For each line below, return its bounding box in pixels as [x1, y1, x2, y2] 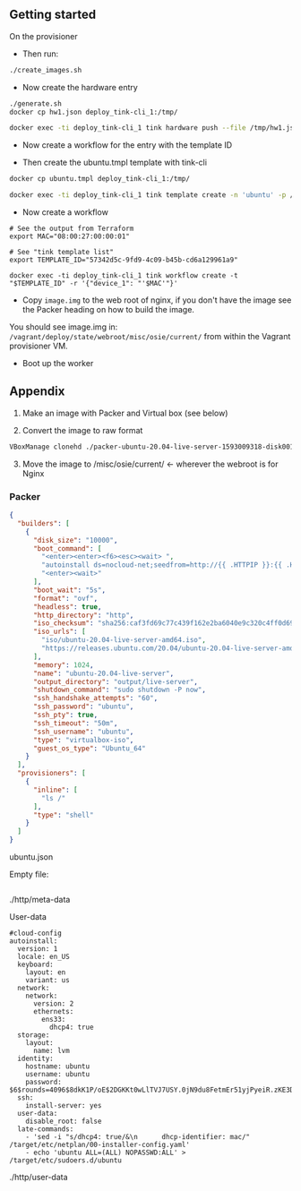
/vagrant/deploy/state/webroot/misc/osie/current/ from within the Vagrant [9, 331, 291, 342]
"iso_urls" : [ [32, 627, 87, 637]
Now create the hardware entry [21, 81, 139, 92]
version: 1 [17, 945, 58, 954]
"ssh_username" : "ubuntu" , [32, 727, 134, 736]
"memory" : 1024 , [32, 660, 94, 670]
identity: [17, 1054, 54, 1064]
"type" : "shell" [32, 810, 94, 819]
